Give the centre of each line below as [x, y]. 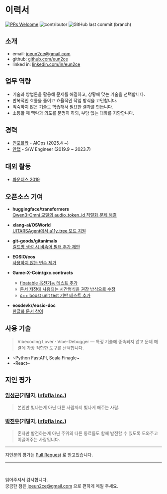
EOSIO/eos [24, 257]
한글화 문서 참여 [28, 311]
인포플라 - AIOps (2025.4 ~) [40, 143]
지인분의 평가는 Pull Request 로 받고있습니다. [49, 455]
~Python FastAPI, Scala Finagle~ [46, 358]
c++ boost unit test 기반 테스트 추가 [55, 295]
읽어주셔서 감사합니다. [27, 480]
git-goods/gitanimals [35, 241]
